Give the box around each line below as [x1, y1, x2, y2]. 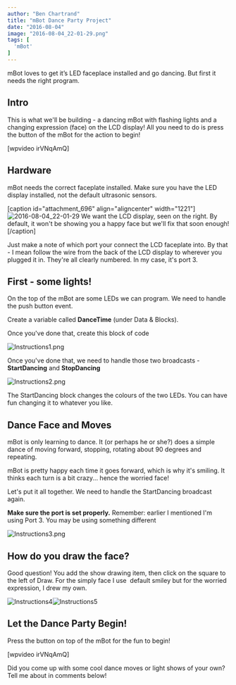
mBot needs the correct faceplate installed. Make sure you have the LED [7, 183, 217, 191]
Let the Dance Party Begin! [7, 617, 128, 630]
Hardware [7, 165, 51, 177]
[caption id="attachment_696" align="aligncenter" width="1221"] [7, 204, 196, 213]
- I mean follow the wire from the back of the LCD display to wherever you [7, 248, 222, 256]
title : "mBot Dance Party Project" [7, 17, 112, 24]
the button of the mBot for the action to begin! [7, 130, 141, 139]
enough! [205, 219, 230, 227]
